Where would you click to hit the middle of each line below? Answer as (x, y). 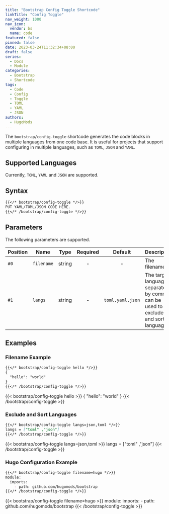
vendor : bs (21, 29)
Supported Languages (41, 163)
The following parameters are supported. (48, 239)
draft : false (19, 52)
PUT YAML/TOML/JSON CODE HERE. (38, 207)
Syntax (17, 191)
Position (18, 252)
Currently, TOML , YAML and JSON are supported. (52, 175)
